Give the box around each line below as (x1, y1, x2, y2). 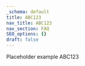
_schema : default (6, 8, 50, 15)
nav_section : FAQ (6, 25, 50, 32)
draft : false (6, 37, 39, 43)
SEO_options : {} (6, 31, 47, 37)
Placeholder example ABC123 (6, 53, 79, 60)
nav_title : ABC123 (6, 20, 52, 26)
